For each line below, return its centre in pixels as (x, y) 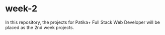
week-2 (21, 9)
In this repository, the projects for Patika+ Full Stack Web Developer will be (82, 22)
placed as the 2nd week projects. (40, 27)
